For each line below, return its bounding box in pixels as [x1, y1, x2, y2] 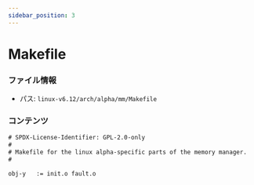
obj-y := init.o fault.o [8, 169, 96, 177]
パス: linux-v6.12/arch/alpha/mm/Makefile [19, 94, 158, 103]
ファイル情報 [8, 74, 57, 85]
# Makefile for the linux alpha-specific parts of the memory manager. [8, 148, 247, 157]
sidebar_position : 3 [8, 11, 76, 20]
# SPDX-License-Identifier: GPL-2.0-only [8, 134, 146, 142]
